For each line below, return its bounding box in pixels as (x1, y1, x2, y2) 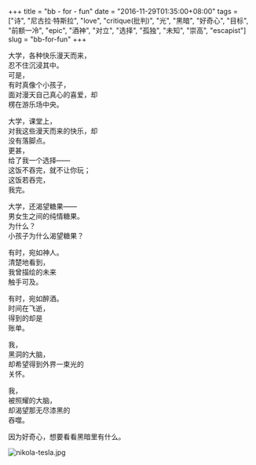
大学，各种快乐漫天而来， (8, 51, 91, 60)
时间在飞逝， (8, 303, 49, 313)
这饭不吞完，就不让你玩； (8, 165, 91, 175)
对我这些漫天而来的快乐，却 (8, 126, 98, 136)
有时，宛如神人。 (8, 248, 64, 257)
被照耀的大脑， (8, 396, 57, 405)
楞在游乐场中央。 (8, 100, 64, 109)
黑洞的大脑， (8, 350, 49, 359)
